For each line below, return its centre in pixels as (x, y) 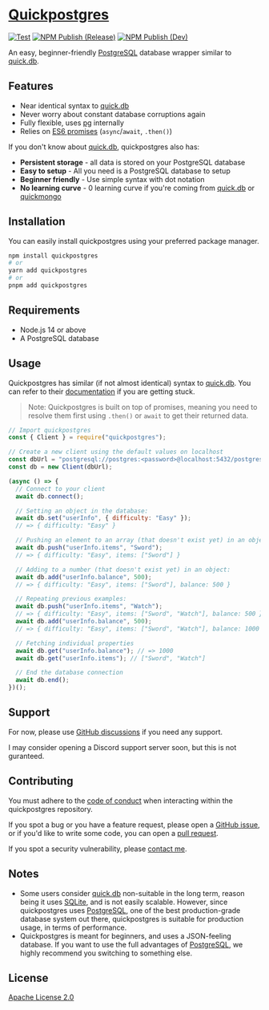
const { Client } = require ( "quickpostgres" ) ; (87, 438)
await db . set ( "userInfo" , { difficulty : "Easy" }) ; (104, 518)
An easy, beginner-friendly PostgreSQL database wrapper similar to (120, 52)
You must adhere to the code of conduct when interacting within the (121, 801)
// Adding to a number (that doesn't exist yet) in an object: (123, 570)
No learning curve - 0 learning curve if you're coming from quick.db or (137, 188)
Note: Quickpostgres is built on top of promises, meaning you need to (143, 407)
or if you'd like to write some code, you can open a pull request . (113, 833)
